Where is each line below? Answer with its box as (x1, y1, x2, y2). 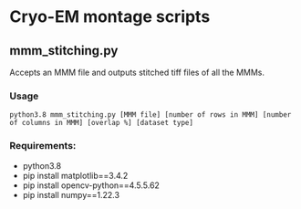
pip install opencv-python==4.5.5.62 (22, 180, 160, 191)
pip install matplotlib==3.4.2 (22, 170, 129, 181)
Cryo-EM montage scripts (9, 6, 211, 27)
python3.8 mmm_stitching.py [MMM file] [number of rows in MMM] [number (9, 110, 292, 120)
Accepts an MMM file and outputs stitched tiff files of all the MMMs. (9, 67, 265, 78)
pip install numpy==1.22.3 (22, 189, 120, 200)
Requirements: (9, 140, 77, 152)
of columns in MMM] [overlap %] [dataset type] (9, 119, 194, 128)
